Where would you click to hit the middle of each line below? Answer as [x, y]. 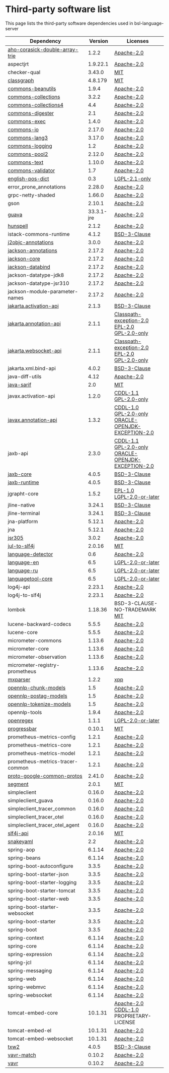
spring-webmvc [27, 987]
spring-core [22, 946]
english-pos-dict [28, 178]
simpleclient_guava [30, 800]
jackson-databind [29, 267]
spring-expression [30, 954]
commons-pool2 [28, 154]
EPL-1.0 [124, 490]
